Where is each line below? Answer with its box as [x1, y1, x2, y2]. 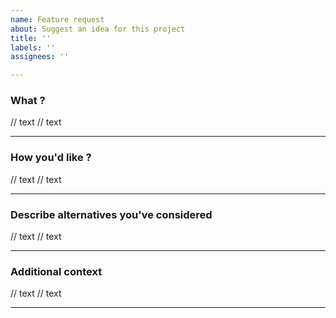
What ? [10, 94, 46, 108]
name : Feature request [10, 14, 105, 25]
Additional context [10, 264, 103, 278]
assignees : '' [10, 52, 70, 62]
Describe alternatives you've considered [10, 207, 213, 221]
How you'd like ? [10, 151, 92, 165]
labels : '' [10, 42, 56, 53]
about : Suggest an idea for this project [10, 24, 186, 34]
